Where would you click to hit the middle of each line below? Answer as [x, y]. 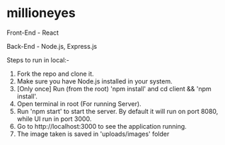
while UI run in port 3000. [54, 119]
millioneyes [41, 13]
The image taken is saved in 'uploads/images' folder [93, 134]
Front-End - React [33, 33]
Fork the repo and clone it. [55, 74]
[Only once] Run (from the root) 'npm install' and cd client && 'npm [114, 88]
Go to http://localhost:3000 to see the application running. [102, 126]
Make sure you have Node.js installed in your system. [94, 81]
